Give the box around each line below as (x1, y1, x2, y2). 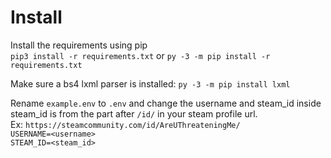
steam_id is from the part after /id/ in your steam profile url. (10, 107, 258, 120)
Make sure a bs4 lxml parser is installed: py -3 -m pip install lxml (10, 77, 291, 90)
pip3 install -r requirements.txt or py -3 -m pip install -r (10, 49, 271, 61)
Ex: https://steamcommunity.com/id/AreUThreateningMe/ (10, 118, 241, 130)
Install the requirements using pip (10, 39, 148, 51)
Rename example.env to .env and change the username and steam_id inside (10, 97, 322, 109)
